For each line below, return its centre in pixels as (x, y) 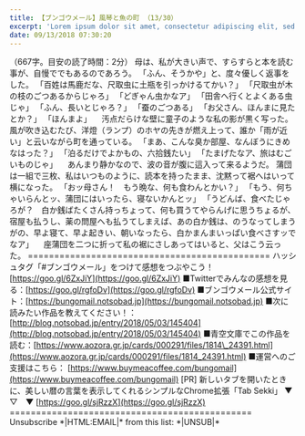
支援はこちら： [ (40, 368)
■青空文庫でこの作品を (247, 334)
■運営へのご (272, 357)
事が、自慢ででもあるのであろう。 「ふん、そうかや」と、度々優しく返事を (150, 73)
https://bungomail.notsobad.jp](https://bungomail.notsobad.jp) (146, 301)
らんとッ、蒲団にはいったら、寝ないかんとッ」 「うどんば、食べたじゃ (158, 199)
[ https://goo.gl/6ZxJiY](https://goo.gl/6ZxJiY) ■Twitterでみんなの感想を (145, 278)
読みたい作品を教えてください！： (73, 313)
